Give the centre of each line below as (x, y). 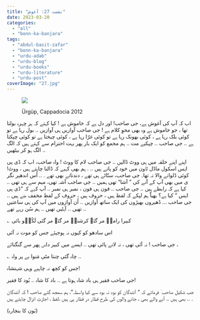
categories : (21, 23)
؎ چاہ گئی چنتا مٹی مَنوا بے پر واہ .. (44, 256)
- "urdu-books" (31, 67)
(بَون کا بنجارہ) (22, 310)
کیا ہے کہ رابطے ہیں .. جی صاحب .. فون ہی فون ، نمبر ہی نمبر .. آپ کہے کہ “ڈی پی (97, 189)
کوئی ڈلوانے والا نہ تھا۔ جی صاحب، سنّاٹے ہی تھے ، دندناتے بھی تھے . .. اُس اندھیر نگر (98, 175)
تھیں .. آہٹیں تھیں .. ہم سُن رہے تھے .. (47, 208)
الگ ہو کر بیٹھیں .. (26, 150)
